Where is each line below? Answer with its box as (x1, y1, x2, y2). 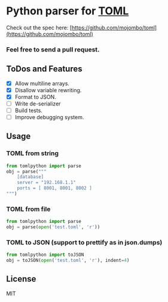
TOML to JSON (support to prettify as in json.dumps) (6, 238, 163, 246)
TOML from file (6, 205, 51, 213)
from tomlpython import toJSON (6, 252, 84, 258)
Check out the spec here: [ (6, 24, 72, 31)
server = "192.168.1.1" (17, 180, 77, 186)
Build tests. (14, 107, 43, 114)
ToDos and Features (6, 64, 83, 74)
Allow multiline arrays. (14, 80, 70, 87)
